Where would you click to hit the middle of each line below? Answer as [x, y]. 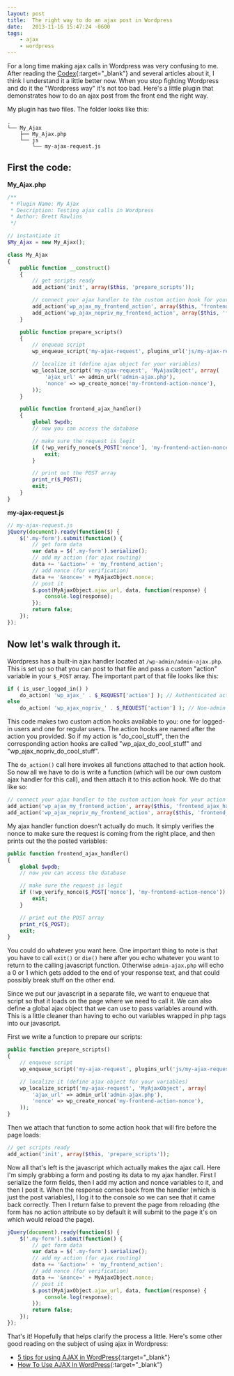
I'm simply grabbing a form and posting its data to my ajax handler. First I [112, 1175]
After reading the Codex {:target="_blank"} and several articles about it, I [111, 73]
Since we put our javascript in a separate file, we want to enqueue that [108, 994]
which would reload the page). [51, 1219]
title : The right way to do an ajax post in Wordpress [90, 20]
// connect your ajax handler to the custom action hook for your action [117, 800]
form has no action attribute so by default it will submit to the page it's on [112, 1212]
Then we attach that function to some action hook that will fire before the [112, 1127]
